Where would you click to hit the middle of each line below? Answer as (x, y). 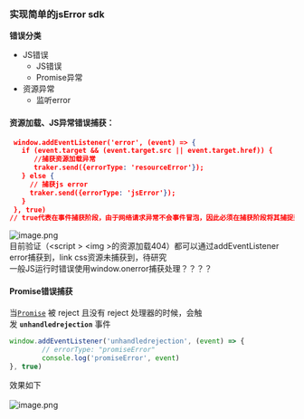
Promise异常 (59, 78)
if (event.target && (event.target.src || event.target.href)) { (147, 151)
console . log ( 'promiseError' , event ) (111, 358)
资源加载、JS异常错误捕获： (62, 122)
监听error (53, 100)
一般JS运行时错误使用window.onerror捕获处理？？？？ (111, 269)
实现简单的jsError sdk (57, 14)
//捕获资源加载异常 (65, 159)
